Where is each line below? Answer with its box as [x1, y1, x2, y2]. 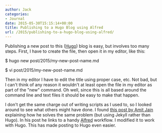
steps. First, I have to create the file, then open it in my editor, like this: [5, 48, 145, 54]
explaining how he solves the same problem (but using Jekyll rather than [5, 112, 151, 117]
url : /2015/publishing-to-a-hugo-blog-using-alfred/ [5, 30, 114, 35]
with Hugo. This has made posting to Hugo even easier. [5, 122, 116, 128]
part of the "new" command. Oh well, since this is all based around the [5, 87, 147, 93]
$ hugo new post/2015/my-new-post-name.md [5, 58, 99, 63]
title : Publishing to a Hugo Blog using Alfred [5, 25, 104, 30]
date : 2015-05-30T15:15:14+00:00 [5, 20, 73, 26]
